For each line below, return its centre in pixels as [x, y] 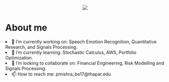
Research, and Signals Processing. [41, 47]
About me [26, 28]
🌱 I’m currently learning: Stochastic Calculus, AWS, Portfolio [74, 52]
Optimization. [19, 57]
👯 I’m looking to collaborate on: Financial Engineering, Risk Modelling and [88, 63]
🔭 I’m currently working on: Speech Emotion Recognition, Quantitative [84, 42]
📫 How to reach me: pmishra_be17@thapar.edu [61, 74]
